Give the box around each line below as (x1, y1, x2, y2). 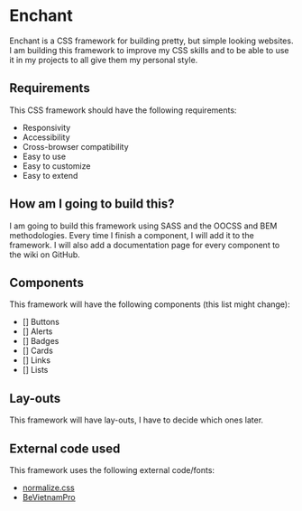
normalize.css (22, 482, 75, 493)
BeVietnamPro (22, 492, 76, 502)
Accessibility (22, 132, 70, 143)
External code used (9, 441, 121, 456)
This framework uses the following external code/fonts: (9, 465, 215, 475)
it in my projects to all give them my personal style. (9, 54, 198, 65)
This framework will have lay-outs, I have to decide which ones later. (9, 414, 264, 425)
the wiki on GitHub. (9, 249, 81, 260)
